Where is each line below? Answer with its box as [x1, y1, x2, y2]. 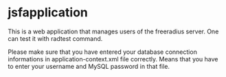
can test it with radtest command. [8, 34, 103, 42]
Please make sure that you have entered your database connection [8, 48, 198, 56]
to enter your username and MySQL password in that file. [8, 62, 170, 70]
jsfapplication [8, 5, 89, 20]
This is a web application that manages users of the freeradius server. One [8, 27, 219, 35]
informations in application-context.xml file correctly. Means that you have [8, 55, 218, 63]
